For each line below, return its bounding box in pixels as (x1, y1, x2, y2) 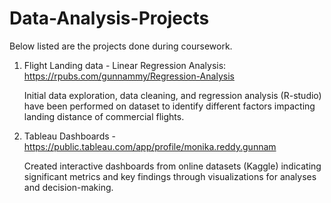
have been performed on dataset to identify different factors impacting (23, 100, 316, 112)
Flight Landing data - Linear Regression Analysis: (23, 59, 227, 71)
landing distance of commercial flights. (23, 110, 185, 122)
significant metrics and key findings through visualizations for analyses (23, 170, 317, 182)
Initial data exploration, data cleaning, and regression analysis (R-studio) (23, 89, 322, 101)
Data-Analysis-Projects (9, 7, 210, 30)
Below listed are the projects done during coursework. (9, 40, 233, 52)
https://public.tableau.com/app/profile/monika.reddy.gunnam (23, 140, 277, 152)
